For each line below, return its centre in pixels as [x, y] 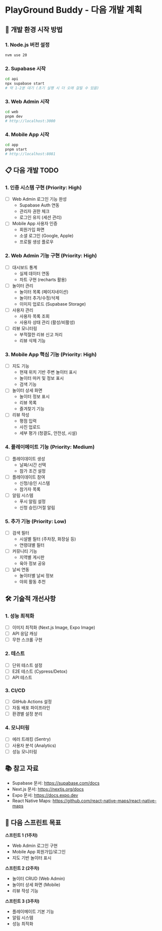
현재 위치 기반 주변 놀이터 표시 [48, 372]
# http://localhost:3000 [30, 121]
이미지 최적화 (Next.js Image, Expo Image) [53, 627]
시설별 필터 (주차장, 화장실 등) [48, 539]
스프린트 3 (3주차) [22, 901]
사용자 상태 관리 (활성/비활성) [47, 322]
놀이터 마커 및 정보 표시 [42, 378]
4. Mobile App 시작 [27, 134]
